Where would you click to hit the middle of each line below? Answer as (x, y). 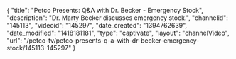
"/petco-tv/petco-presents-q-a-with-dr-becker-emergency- (112, 41)
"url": (15, 41)
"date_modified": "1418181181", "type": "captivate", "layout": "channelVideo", (118, 33)
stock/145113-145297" (39, 48)
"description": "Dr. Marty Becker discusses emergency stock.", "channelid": (117, 18)
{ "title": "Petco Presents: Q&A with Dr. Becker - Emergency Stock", (105, 10)
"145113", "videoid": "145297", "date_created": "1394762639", (97, 25)
